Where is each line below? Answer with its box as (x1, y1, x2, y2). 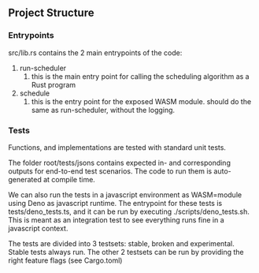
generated (8, 174, 42, 184)
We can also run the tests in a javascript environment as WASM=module (8, 189, 242, 200)
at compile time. (43, 174, 96, 184)
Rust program (31, 80, 76, 89)
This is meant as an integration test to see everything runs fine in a (8, 215, 224, 224)
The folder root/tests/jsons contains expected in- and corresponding (8, 158, 231, 167)
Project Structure (8, 6, 94, 20)
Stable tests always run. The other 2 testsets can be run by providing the (8, 247, 244, 256)
